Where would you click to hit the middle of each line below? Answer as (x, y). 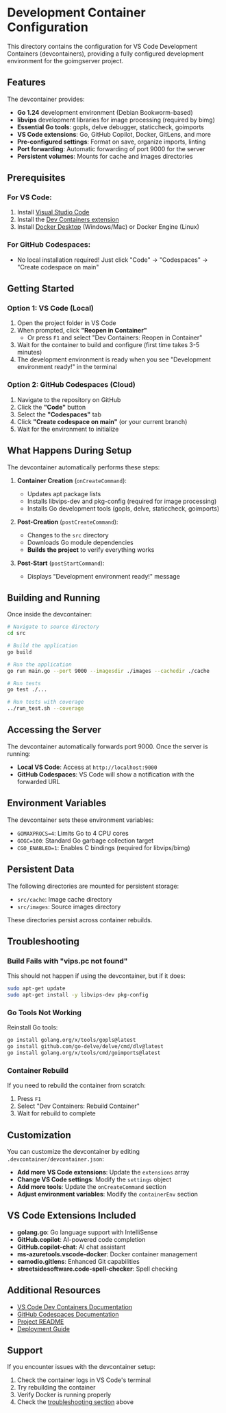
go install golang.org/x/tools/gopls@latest (72, 1040)
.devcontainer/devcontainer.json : (55, 1159)
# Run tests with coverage (46, 702)
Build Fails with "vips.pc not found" (67, 961)
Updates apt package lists (64, 493)
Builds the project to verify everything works (91, 549)
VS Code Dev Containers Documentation (74, 1306)
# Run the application (39, 665)
